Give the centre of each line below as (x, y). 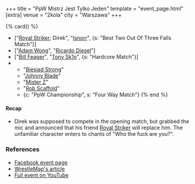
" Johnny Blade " (42, 76)
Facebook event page (41, 162)
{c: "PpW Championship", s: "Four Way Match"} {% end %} (95, 95)
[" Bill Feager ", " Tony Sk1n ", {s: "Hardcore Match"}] (76, 57)
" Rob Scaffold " (41, 88)
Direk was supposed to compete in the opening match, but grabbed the (102, 122)
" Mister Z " (36, 82)
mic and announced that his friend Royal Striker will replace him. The (98, 128)
